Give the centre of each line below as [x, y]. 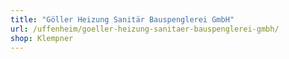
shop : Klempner [42, 38]
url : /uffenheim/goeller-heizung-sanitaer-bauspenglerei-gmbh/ [145, 29]
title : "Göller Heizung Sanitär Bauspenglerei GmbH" [122, 19]
